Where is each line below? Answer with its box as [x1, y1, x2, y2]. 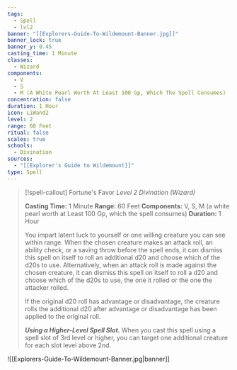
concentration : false [7, 96, 71, 103]
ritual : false [7, 129, 50, 136]
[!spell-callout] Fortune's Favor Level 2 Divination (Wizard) [24, 188, 196, 196]
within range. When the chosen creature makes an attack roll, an [24, 238, 214, 247]
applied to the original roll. [24, 312, 101, 320]
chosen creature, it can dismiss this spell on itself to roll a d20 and [24, 268, 218, 276]
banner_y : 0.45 [7, 43, 52, 50]
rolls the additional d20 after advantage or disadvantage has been [24, 304, 217, 313]
